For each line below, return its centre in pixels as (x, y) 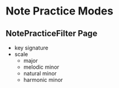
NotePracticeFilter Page (52, 33)
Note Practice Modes (59, 11)
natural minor (40, 73)
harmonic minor (43, 80)
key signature (31, 48)
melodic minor (41, 67)
